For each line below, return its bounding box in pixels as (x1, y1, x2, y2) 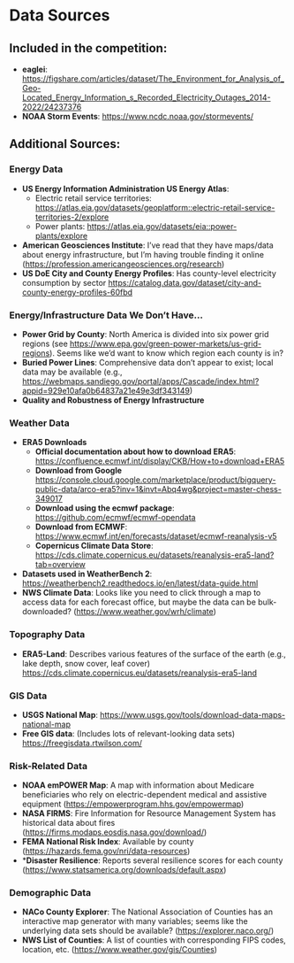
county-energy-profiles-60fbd (21, 287, 133, 297)
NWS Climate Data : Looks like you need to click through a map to (21, 588, 261, 598)
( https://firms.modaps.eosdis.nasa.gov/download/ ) (21, 827, 207, 837)
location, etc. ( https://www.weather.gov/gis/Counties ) (21, 944, 218, 955)
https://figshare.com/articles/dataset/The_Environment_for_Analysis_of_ (21, 73, 285, 84)
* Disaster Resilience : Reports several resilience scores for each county (21, 855, 283, 866)
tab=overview (34, 559, 86, 570)
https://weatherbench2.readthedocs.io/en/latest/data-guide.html (21, 578, 259, 589)
